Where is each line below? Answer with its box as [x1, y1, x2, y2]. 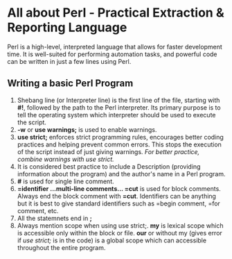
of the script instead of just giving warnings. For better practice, [17, 147, 200, 156]
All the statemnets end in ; [17, 214, 92, 222]
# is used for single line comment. [17, 177, 114, 185]
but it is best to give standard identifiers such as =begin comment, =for [17, 199, 220, 208]
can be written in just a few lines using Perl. [7, 57, 132, 65]
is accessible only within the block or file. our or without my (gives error [17, 228, 223, 237]
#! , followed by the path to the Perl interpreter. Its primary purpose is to [17, 103, 221, 112]
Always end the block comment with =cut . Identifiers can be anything [17, 192, 217, 200]
